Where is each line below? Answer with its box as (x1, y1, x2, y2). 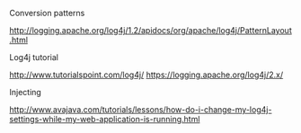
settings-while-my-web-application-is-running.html (9, 114, 200, 124)
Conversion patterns (9, 8, 85, 18)
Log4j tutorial (9, 52, 59, 62)
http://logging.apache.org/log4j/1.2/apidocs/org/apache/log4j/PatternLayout (9, 25, 292, 35)
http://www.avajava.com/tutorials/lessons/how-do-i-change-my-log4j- (9, 104, 272, 115)
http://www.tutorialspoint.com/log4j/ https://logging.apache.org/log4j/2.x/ (9, 69, 284, 80)
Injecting (9, 87, 42, 97)
